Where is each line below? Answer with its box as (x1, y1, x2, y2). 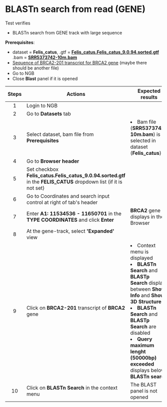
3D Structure (130, 298, 162, 305)
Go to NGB (12, 70, 35, 76)
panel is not (130, 387, 158, 394)
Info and (130, 292, 150, 299)
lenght (130, 348, 146, 355)
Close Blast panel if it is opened (12, 75, 78, 81)
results (141, 93, 158, 100)
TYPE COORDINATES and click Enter (26, 216, 114, 223)
